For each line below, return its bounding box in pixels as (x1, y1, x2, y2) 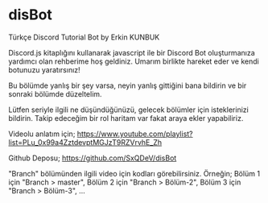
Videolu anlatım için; (8, 129, 76, 139)
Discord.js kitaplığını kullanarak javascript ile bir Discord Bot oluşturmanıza (8, 48, 255, 57)
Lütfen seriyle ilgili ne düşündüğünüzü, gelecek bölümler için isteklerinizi (8, 105, 249, 114)
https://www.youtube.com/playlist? (76, 129, 193, 139)
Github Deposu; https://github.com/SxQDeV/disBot (8, 153, 177, 163)
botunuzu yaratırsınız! (8, 64, 80, 74)
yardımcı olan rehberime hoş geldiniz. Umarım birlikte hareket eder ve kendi (8, 56, 259, 66)
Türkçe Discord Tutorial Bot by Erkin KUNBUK (8, 32, 160, 42)
